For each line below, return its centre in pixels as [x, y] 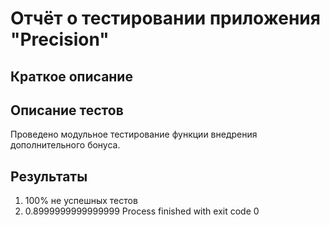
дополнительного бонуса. [65, 145]
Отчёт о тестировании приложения [165, 18]
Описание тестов [67, 110]
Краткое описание [71, 76]
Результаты [49, 176]
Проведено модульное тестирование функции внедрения [134, 134]
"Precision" [60, 39]
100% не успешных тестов [81, 201]
